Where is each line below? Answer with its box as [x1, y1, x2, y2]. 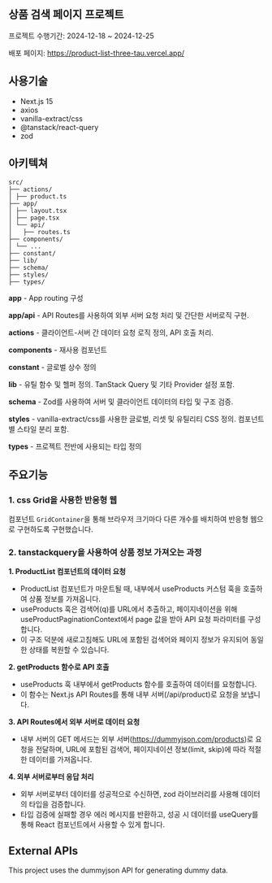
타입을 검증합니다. [28, 799, 86, 809]
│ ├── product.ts [8, 193, 67, 201]
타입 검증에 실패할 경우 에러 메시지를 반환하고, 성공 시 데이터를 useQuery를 [19, 810, 259, 820]
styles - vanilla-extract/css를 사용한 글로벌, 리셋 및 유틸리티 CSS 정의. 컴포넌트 [8, 414, 265, 424]
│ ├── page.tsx [8, 214, 60, 222]
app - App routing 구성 [8, 294, 84, 303]
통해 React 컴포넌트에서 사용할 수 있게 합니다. [19, 820, 165, 829]
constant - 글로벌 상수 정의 [8, 363, 97, 372]
